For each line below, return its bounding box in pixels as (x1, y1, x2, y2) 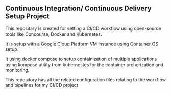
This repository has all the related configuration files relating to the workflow (5, 76, 166, 83)
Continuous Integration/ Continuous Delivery (5, 4, 152, 13)
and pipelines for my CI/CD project (5, 82, 78, 88)
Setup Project (5, 12, 50, 21)
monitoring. (5, 67, 30, 73)
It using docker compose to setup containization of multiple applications (5, 56, 157, 62)
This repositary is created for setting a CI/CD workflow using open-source (5, 25, 162, 32)
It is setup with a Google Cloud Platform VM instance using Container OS (5, 41, 159, 47)
